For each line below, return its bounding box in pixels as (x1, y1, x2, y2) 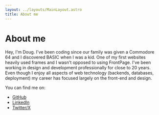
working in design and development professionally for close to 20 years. (5, 65, 151, 71)
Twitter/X (12, 105, 31, 111)
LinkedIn (12, 99, 30, 106)
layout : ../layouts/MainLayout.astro (5, 7, 82, 12)
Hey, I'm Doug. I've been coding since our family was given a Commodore (5, 49, 155, 55)
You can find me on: (5, 85, 45, 91)
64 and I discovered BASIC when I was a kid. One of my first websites (5, 55, 146, 60)
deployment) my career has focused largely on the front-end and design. (5, 75, 152, 81)
